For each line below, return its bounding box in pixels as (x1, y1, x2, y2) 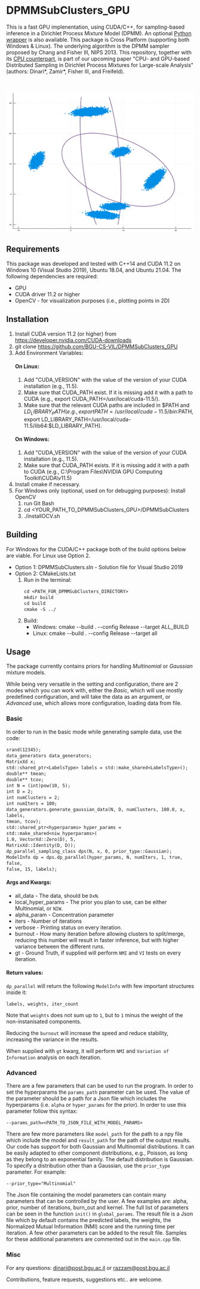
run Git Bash (23, 499, 55, 507)
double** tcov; (6, 777, 44, 782)
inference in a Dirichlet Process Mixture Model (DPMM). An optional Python (6, 29, 192, 36)
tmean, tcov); (6, 818, 42, 824)
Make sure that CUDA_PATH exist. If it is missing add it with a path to (23, 389, 193, 396)
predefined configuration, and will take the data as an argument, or (6, 693, 171, 701)
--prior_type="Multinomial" (6, 1181, 76, 1187)
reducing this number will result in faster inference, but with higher (14, 936, 179, 944)
